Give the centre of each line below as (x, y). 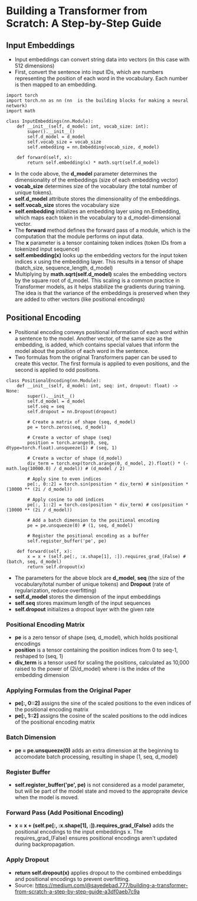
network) (17, 106)
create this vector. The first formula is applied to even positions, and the (102, 363)
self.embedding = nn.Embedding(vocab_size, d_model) (93, 147)
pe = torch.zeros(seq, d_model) (67, 427)
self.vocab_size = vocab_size (64, 142)
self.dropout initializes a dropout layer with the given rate (84, 609)
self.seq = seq (46, 406)
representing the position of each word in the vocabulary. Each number (101, 78)
